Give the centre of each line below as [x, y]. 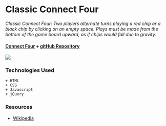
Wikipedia [23, 118]
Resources [19, 107]
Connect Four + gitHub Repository [43, 46]
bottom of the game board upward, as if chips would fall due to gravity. [81, 34]
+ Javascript [19, 90]
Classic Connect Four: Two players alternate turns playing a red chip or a [83, 23]
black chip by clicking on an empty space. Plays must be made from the [82, 29]
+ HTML [12, 81]
